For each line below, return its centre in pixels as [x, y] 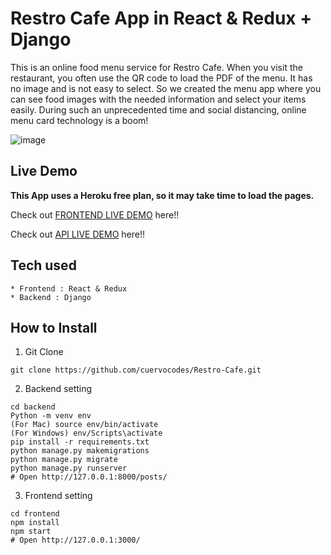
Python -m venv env [51, 416]
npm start [31, 532]
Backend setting [58, 389]
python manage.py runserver [69, 468]
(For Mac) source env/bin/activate [84, 425]
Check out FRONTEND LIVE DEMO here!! [95, 214]
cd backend [33, 407]
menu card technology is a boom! [79, 120]
